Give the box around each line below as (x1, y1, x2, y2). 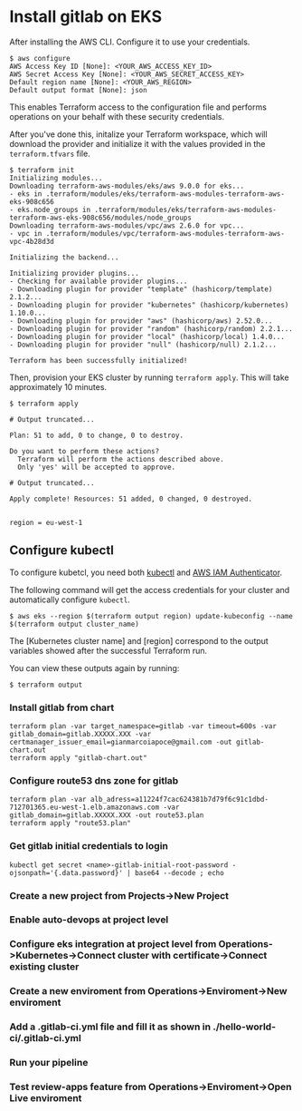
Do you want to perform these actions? (9, 446, 160, 455)
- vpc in (9, 229, 42, 238)
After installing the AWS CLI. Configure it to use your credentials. (9, 36, 250, 47)
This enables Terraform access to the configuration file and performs (9, 102, 267, 112)
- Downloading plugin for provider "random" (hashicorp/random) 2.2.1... (9, 324, 294, 333)
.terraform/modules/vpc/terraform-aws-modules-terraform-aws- (45, 229, 285, 238)
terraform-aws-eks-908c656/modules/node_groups (9, 213, 193, 222)
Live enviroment (9, 1092, 82, 1105)
